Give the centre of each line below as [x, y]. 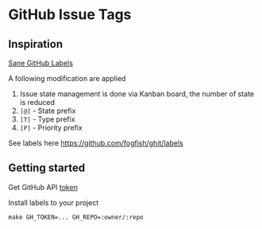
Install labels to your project [54, 202]
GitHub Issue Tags [70, 15]
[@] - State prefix [48, 111]
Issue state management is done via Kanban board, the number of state [137, 94]
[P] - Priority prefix [51, 128]
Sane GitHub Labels [41, 63]
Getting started [47, 168]
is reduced [37, 102]
